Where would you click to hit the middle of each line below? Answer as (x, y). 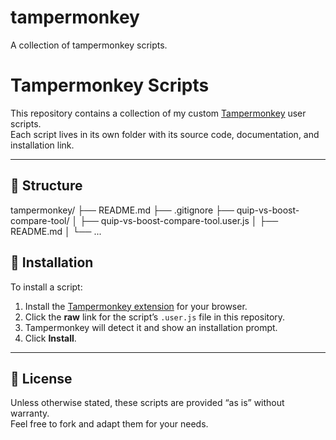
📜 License (41, 378)
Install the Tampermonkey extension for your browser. (136, 306)
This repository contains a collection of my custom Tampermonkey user (158, 113)
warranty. (30, 413)
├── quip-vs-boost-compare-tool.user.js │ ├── (179, 220)
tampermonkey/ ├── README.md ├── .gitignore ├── (122, 210)
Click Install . (50, 338)
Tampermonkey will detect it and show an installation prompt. (151, 327)
